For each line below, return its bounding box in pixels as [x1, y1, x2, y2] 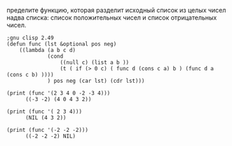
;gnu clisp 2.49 [6, 34, 54, 41]
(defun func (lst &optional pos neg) [6, 41, 117, 48]
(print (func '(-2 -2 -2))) [6, 126, 89, 133]
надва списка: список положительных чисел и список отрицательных [6, 13, 217, 22]
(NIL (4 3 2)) [25, 114, 67, 121]
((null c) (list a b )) [60, 59, 130, 66]
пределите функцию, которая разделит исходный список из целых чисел [6, 6, 226, 14]
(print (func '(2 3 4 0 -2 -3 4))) [6, 90, 111, 97]
